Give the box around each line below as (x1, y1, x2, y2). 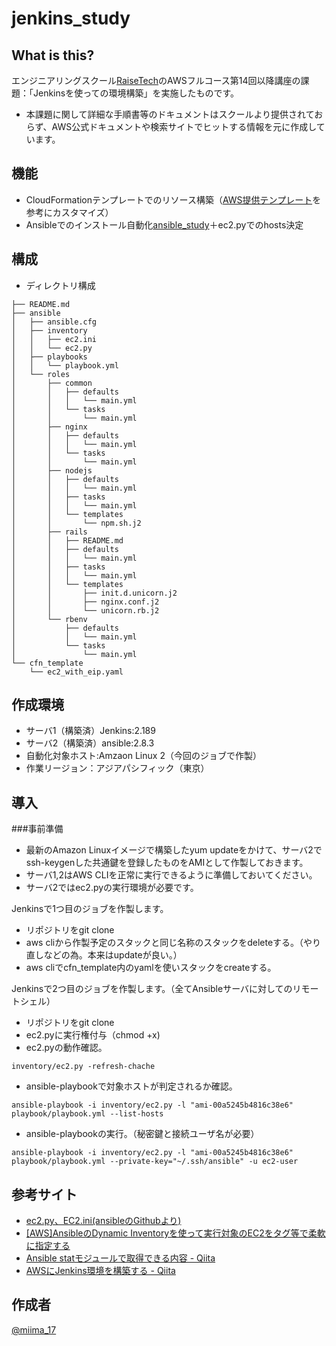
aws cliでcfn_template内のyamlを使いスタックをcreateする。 (25, 962, 277, 974)
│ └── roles (11, 369, 71, 379)
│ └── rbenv (11, 614, 88, 624)
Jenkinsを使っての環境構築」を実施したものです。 (32, 87, 240, 99)
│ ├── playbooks (11, 352, 88, 362)
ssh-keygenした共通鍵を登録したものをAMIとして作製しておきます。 (25, 857, 309, 869)
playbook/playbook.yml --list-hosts (11, 1109, 164, 1119)
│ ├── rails (11, 527, 88, 537)
